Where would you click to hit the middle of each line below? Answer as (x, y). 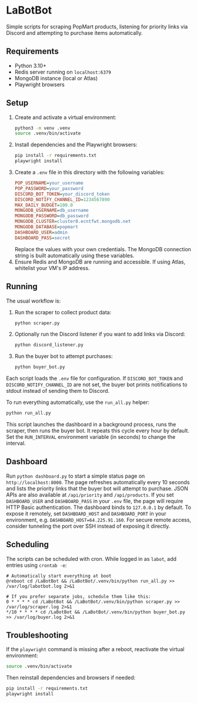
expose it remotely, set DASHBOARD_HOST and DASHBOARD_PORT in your (86, 513)
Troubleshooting (37, 635)
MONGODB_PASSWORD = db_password (52, 216)
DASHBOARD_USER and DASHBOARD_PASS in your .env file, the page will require (95, 501)
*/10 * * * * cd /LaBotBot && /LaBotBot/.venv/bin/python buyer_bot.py (96, 612)
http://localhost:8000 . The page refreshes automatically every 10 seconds (98, 482)
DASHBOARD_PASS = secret (42, 238)
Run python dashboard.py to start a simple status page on (76, 476)
